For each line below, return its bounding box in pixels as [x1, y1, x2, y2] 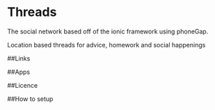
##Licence [7, 81, 38, 89]
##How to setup [7, 95, 54, 103]
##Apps [7, 68, 30, 76]
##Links [7, 54, 31, 63]
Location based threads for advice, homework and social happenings [7, 40, 206, 49]
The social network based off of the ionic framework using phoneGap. [7, 27, 209, 36]
